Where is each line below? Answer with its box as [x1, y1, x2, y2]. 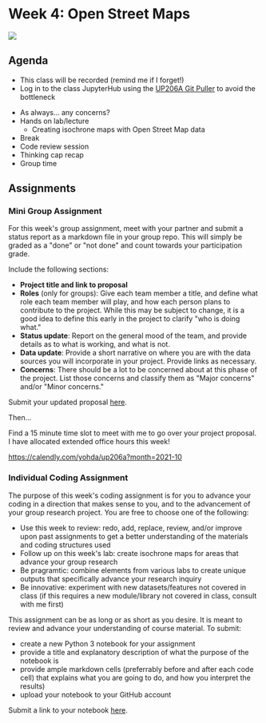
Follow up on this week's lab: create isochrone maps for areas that [19, 548, 239, 558]
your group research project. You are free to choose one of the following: [8, 507, 249, 517]
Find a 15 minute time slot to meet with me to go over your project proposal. [8, 428, 257, 438]
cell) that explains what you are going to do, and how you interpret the [19, 673, 252, 682]
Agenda [8, 54, 49, 68]
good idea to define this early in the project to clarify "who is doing [19, 314, 240, 324]
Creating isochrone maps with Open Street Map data [31, 125, 205, 134]
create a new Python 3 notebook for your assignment [19, 638, 196, 648]
